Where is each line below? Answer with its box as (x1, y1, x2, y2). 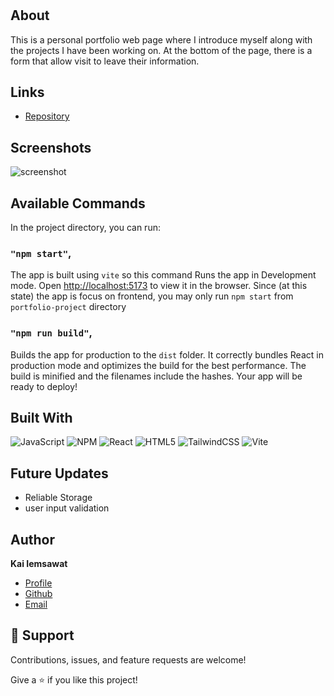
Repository (24, 110, 70, 122)
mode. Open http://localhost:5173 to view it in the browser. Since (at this (10, 280, 308, 292)
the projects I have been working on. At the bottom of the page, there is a (10, 44, 313, 56)
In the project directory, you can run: (10, 222, 161, 234)
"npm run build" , (10, 326, 93, 340)
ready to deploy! (10, 380, 78, 392)
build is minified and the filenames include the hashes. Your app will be (10, 370, 303, 382)
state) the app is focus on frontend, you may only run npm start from (10, 290, 294, 302)
